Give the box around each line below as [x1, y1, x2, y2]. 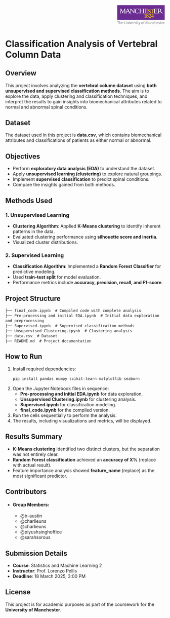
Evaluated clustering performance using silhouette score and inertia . [12, 234, 158, 240]
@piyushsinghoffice [20, 529, 62, 535]
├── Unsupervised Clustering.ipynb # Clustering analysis [5, 329, 133, 334]
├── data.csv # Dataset [5, 334, 58, 339]
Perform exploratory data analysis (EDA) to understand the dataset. [12, 166, 156, 172]
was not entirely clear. [12, 451, 59, 457]
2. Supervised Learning [5, 252, 64, 259]
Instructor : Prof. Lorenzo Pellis [12, 567, 77, 574]
